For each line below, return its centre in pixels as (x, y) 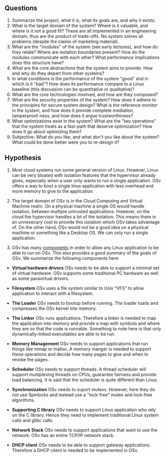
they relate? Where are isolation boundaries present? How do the (78, 52)
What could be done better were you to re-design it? (66, 142)
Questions (21, 8)
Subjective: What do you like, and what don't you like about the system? (85, 137)
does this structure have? (38, 62)
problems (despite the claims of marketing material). (65, 41)
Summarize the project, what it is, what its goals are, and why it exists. (84, 20)
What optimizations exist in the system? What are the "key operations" (84, 121)
